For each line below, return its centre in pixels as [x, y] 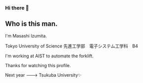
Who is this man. [31, 24]
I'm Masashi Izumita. [26, 36]
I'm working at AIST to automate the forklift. [49, 56]
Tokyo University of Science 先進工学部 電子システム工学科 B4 [71, 46]
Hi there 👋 [17, 8]
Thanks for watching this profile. [38, 65]
